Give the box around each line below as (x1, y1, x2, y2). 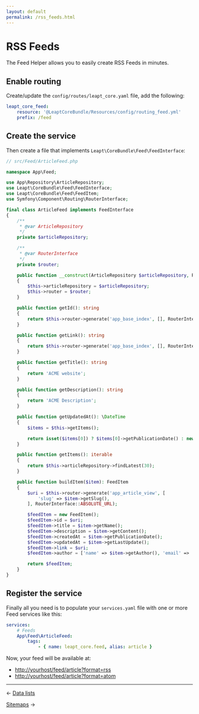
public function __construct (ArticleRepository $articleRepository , (17, 272, 190, 278)
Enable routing (6, 76, 62, 87)
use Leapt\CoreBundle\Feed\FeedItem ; (6, 191, 99, 197)
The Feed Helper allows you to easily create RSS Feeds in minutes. (6, 59, 169, 66)
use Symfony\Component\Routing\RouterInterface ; (6, 196, 129, 202)
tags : (27, 638, 41, 645)
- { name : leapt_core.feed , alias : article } (37, 644, 152, 650)
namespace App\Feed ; (6, 169, 57, 175)
